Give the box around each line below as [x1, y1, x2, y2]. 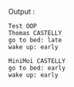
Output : [8, 7, 35, 16]
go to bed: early [8, 64, 66, 72]
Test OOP [8, 22, 37, 30]
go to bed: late [8, 36, 62, 44]
